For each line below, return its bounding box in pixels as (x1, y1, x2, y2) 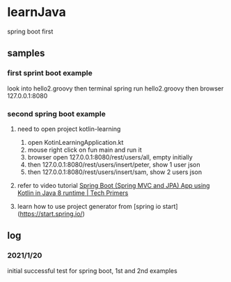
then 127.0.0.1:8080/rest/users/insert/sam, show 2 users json (27, 168, 202, 176)
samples (7, 47, 45, 59)
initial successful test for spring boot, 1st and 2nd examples (7, 266, 177, 275)
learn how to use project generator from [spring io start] (17, 202, 179, 210)
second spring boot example (7, 109, 106, 118)
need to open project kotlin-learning (17, 125, 121, 133)
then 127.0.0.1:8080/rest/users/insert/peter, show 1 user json (27, 160, 200, 169)
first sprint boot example (7, 68, 93, 78)
